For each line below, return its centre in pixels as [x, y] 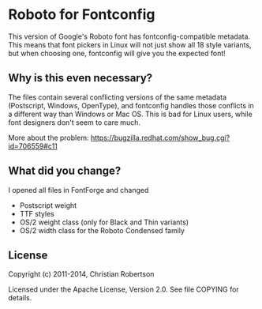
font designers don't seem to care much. [74, 122]
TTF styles [37, 213]
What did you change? [65, 171]
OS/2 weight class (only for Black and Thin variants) [104, 222]
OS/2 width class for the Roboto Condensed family [102, 230]
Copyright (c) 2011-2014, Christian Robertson [81, 274]
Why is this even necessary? [80, 78]
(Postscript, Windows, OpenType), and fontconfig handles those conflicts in [131, 105]
